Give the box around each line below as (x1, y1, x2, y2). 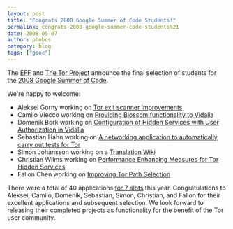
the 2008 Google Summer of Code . (7, 76, 109, 84)
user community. (7, 213, 56, 221)
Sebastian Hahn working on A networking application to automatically (17, 132, 218, 141)
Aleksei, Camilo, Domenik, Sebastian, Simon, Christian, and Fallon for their (7, 190, 221, 200)
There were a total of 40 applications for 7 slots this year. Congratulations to (7, 183, 227, 192)
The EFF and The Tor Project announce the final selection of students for (7, 68, 217, 77)
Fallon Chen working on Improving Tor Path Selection (17, 169, 171, 179)
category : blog (7, 43, 52, 50)
